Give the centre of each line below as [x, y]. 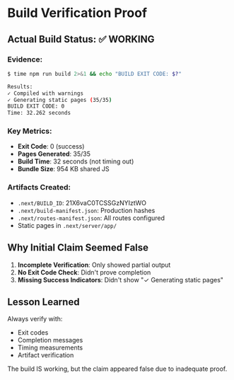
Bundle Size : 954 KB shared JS [63, 169]
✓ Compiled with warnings [45, 93]
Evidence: [25, 59]
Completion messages [50, 340]
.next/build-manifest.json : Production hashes [86, 210]
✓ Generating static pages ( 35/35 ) [60, 100]
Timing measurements [50, 347]
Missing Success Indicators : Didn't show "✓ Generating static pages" [121, 280]
